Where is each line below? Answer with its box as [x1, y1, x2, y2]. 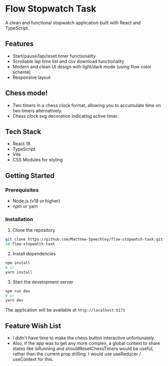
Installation [5, 216, 34, 223]
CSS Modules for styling [12, 157, 63, 163]
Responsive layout [12, 74, 51, 80]
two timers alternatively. [12, 108, 63, 114]
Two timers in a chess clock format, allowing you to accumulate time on [12, 102, 161, 108]
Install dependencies [12, 251, 56, 257]
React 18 [12, 141, 31, 147]
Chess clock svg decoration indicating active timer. [12, 113, 119, 119]
